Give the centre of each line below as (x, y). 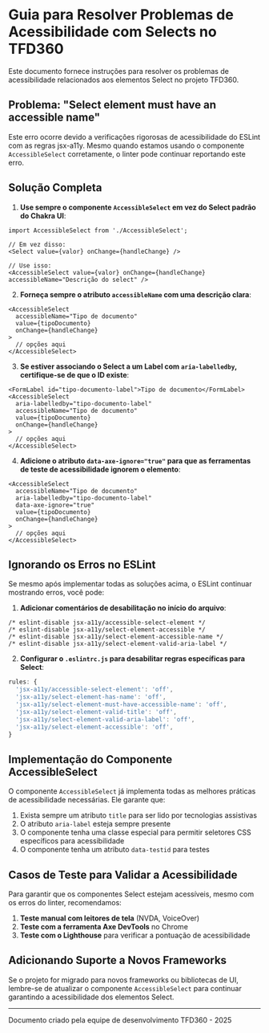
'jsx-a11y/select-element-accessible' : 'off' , (94, 727)
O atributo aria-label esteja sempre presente (95, 824)
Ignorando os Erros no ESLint (82, 564)
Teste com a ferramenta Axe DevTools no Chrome (104, 927)
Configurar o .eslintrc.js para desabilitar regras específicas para (132, 659)
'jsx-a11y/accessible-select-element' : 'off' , (94, 690)
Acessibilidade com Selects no (113, 32)
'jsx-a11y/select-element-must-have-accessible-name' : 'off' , (121, 704)
